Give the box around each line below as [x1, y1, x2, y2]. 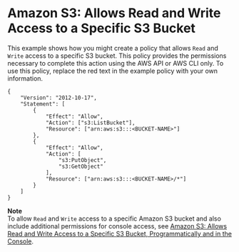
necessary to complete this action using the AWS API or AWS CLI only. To [7, 59, 224, 67]
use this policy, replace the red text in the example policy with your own [7, 66, 218, 75]
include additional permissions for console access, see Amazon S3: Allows [7, 221, 227, 230]
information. [7, 74, 44, 83]
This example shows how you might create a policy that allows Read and [7, 44, 219, 52]
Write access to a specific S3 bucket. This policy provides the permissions [7, 51, 227, 60]
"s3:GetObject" [58, 163, 103, 170]
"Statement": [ [20, 100, 66, 108]
